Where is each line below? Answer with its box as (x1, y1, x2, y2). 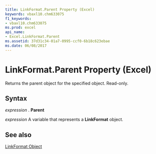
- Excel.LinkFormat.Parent (5, 34, 60, 39)
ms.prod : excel (5, 25, 36, 30)
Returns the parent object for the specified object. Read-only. (5, 80, 129, 86)
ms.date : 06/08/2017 (5, 43, 47, 48)
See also (5, 131, 32, 139)
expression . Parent (5, 107, 45, 113)
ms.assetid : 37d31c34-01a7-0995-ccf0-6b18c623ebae (5, 39, 110, 44)
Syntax (5, 94, 27, 103)
